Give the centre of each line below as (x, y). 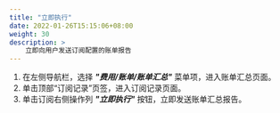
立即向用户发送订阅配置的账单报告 (78, 51)
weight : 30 (29, 34)
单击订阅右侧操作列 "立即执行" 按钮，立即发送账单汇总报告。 (134, 100)
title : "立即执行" (41, 17)
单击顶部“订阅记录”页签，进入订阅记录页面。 (104, 88)
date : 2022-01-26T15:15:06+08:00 (71, 26)
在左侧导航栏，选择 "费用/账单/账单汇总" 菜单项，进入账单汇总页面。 (149, 77)
